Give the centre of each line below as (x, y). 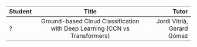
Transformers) (90, 36)
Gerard (179, 28)
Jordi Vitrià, (172, 21)
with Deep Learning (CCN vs (90, 28)
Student (21, 11)
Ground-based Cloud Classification (90, 21)
